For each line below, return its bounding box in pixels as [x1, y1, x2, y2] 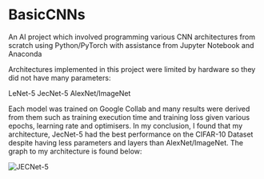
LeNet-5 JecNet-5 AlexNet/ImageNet [8, 88, 131, 97]
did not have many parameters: [8, 73, 111, 82]
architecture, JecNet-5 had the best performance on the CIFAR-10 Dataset [8, 129, 254, 139]
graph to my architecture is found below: [8, 146, 142, 156]
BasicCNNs [8, 6, 86, 24]
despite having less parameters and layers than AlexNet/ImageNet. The [8, 137, 244, 147]
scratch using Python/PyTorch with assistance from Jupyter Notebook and [8, 40, 254, 50]
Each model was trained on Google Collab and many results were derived [8, 104, 250, 113]
